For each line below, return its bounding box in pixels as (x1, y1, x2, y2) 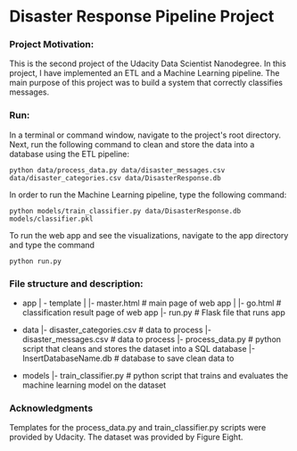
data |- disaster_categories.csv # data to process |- (21, 324, 212, 336)
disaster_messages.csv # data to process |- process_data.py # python (21, 334, 282, 345)
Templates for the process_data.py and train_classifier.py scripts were (9, 422, 267, 433)
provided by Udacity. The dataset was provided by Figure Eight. (9, 431, 243, 443)
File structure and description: (9, 277, 144, 289)
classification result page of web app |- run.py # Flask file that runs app (21, 307, 285, 318)
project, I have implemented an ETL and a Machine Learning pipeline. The (9, 68, 280, 79)
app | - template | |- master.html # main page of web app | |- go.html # (21, 297, 282, 309)
